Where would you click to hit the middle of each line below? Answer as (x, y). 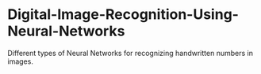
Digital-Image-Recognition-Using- (123, 15)
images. (20, 61)
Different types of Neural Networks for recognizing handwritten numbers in (130, 53)
